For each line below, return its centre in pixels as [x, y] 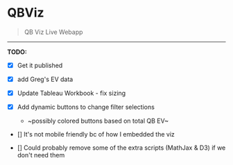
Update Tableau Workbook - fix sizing [71, 93]
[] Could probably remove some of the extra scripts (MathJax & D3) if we [121, 148]
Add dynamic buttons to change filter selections [86, 107]
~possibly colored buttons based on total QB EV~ [98, 121]
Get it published [40, 65]
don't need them [41, 155]
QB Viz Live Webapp [53, 32]
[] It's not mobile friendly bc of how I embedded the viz [96, 134]
